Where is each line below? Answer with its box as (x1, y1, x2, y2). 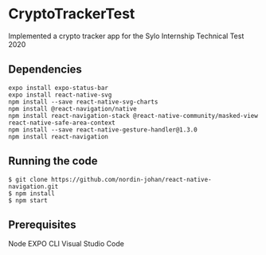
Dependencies (8, 63, 82, 76)
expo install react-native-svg (8, 91, 112, 99)
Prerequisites (8, 218, 76, 231)
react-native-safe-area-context (8, 119, 115, 127)
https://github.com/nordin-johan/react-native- (50, 175, 213, 183)
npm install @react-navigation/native (8, 104, 137, 112)
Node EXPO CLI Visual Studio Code (8, 239, 125, 249)
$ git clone (8, 175, 48, 183)
